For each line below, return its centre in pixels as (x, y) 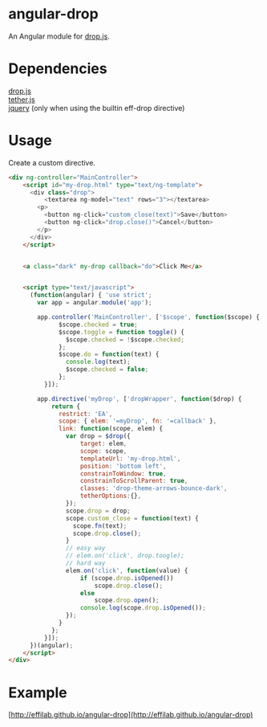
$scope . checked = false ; (107, 370)
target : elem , (103, 444)
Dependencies (58, 69)
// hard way (85, 563)
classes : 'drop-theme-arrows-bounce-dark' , (154, 488)
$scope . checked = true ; (98, 325)
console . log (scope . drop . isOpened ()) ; (143, 608)
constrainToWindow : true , (123, 474)
